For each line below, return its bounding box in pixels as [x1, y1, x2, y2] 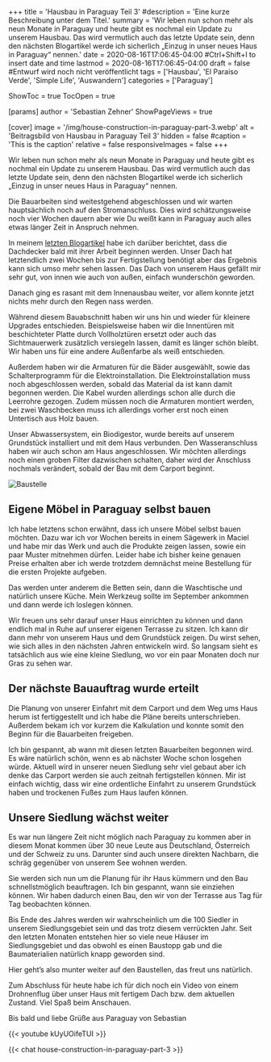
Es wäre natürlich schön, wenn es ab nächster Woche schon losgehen [8, 753, 242, 762]
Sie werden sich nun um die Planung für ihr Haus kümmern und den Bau [8, 874, 248, 884]
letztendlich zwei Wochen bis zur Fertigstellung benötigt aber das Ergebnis [8, 255, 258, 265]
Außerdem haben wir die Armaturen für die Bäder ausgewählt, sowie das [8, 363, 251, 371]
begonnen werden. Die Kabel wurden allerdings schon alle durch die [8, 388, 236, 397]
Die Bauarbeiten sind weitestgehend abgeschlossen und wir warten [8, 197, 233, 206]
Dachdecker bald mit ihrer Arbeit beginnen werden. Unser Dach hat [8, 246, 232, 256]
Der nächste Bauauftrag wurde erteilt [8, 682, 199, 695]
